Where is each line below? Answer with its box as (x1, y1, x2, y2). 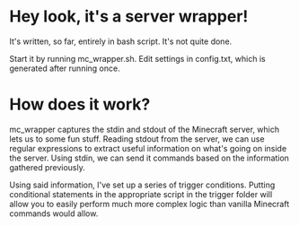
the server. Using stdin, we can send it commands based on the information (9, 152, 290, 163)
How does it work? (9, 94, 151, 115)
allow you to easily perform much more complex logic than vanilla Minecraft (9, 198, 290, 209)
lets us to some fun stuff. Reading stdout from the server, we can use (9, 133, 265, 144)
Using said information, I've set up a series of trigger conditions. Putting (9, 179, 276, 190)
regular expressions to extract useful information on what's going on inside (9, 143, 287, 153)
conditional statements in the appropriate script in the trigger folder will (9, 188, 273, 199)
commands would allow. (9, 208, 99, 219)
